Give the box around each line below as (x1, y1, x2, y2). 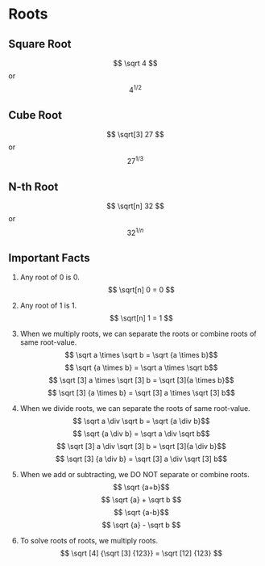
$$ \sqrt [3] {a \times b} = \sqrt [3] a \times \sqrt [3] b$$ (47, 388, 235, 398)
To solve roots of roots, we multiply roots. (19, 536, 159, 546)
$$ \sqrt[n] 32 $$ (106, 201, 165, 211)
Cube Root (8, 108, 63, 122)
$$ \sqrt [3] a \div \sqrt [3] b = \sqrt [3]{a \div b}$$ (56, 442, 227, 451)
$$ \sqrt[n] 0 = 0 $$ (107, 285, 175, 295)
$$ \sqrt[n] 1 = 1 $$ (109, 313, 173, 323)
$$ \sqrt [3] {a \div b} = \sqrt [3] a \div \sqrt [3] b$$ (55, 454, 228, 464)
